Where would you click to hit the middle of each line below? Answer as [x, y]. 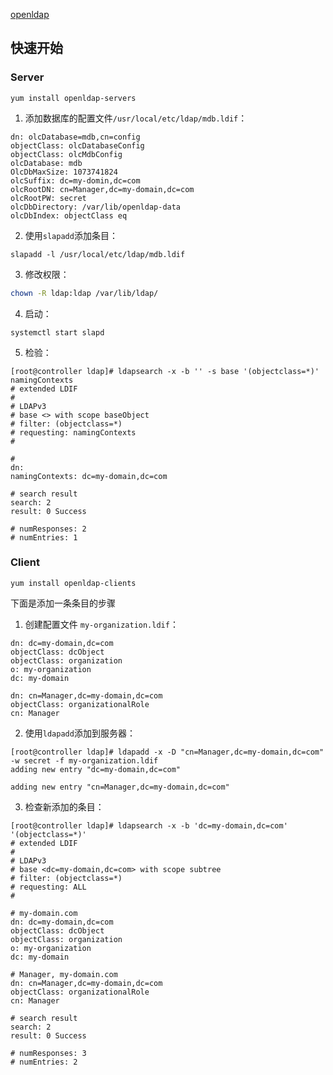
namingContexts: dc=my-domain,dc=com [89, 476]
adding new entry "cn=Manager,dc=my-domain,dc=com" [120, 787]
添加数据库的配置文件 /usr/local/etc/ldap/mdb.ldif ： [136, 118]
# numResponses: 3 [48, 1053]
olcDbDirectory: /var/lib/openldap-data [96, 207]
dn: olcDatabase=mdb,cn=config [75, 137]
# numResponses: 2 [48, 529]
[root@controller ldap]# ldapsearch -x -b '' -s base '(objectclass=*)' [165, 371]
